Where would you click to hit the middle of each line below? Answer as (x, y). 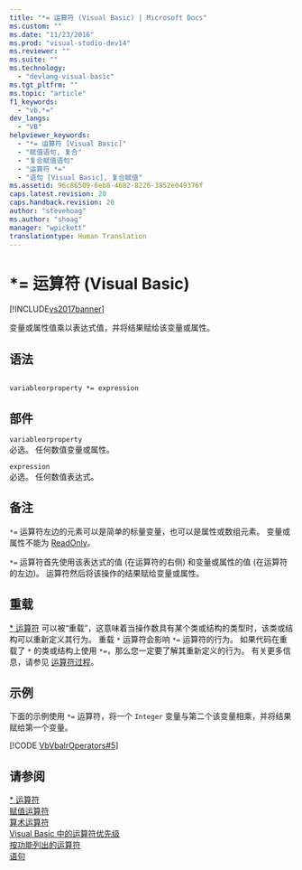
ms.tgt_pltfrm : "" (44, 85)
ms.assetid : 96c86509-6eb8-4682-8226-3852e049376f (106, 186)
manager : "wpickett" (48, 228)
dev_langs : (30, 118)
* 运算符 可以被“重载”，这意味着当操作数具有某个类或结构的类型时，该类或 (147, 628)
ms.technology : (38, 69)
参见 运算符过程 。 (66, 661)
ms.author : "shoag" (46, 219)
